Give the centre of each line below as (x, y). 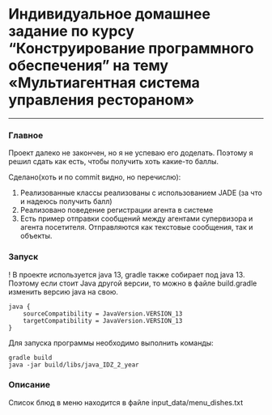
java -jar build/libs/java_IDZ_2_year (74, 365)
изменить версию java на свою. (64, 291)
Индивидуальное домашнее (109, 14)
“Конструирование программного (131, 49)
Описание (30, 385)
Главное (26, 135)
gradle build (30, 358)
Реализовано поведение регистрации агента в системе (117, 210)
